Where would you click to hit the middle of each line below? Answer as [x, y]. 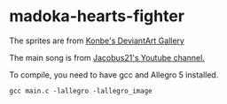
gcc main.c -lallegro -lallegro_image [81, 91]
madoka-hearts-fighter [97, 16]
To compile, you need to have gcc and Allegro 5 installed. [114, 74]
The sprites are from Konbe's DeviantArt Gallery [97, 41]
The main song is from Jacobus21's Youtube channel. [107, 57]
